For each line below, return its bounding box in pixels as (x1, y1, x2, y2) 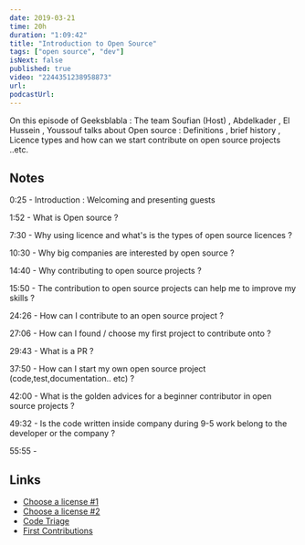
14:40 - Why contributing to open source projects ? (9, 266, 203, 277)
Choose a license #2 (22, 506, 100, 517)
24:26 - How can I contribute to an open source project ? (9, 310, 224, 321)
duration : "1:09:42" (9, 30, 89, 39)
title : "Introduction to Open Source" (9, 38, 157, 48)
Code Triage (22, 516, 70, 527)
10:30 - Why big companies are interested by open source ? (9, 247, 235, 258)
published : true (9, 65, 71, 74)
